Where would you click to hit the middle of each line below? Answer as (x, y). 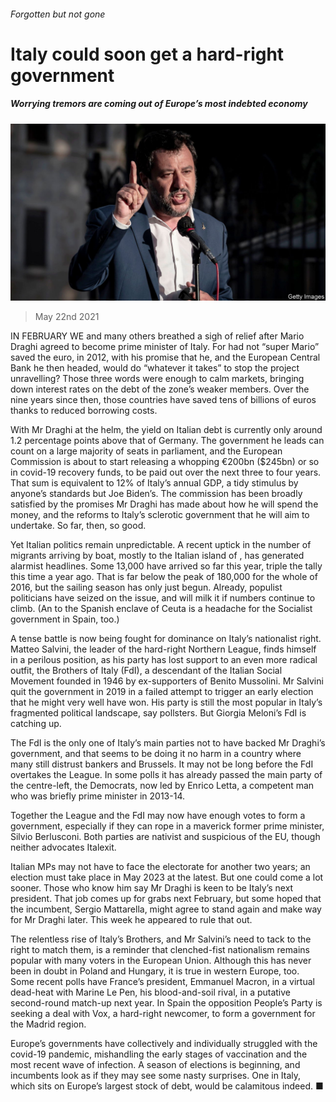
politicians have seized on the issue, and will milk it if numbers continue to (163, 598)
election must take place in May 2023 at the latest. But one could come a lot (167, 877)
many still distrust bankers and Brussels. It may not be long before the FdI (162, 764)
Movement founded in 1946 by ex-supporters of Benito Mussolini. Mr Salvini (167, 681)
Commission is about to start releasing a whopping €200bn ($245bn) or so (165, 462)
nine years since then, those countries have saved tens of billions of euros (163, 400)
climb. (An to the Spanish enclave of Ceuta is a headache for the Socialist (161, 609)
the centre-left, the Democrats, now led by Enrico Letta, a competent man (162, 786)
